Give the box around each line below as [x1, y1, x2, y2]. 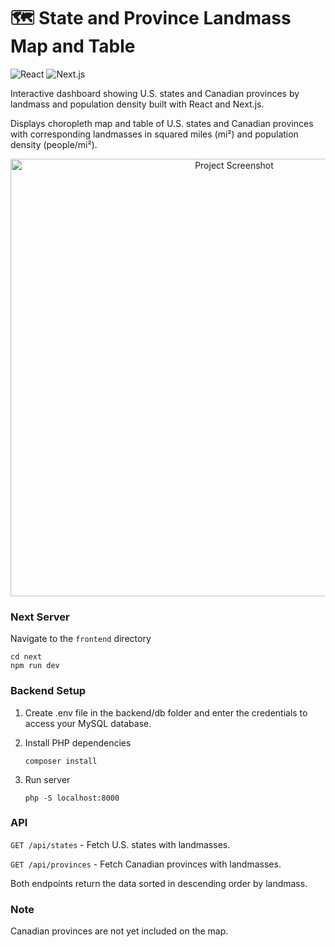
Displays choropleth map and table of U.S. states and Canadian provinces [10, 117, 314, 129]
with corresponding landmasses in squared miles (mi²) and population [10, 128, 299, 140]
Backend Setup [10, 684, 87, 698]
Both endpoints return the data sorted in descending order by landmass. [10, 877, 308, 889]
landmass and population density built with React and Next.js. [10, 98, 265, 110]
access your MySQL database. [24, 717, 152, 729]
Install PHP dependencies [24, 736, 132, 749]
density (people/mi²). [10, 138, 98, 150]
